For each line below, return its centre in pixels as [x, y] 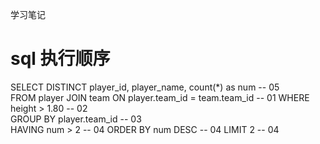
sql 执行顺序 [60, 59]
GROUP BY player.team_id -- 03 [76, 119]
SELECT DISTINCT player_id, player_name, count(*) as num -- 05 [145, 87]
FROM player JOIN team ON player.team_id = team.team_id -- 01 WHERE [160, 97]
